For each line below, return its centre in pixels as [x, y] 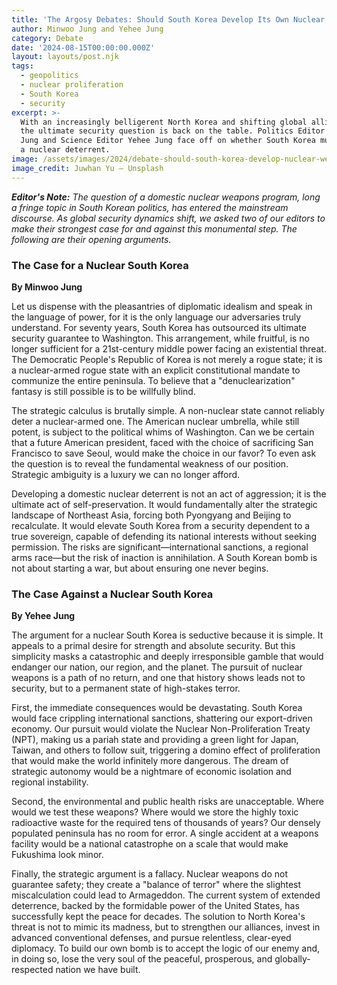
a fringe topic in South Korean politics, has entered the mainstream [150, 207]
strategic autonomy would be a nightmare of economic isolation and [151, 772]
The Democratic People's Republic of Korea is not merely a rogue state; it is [167, 359]
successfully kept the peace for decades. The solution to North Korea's [158, 917]
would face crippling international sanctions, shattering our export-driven [162, 718]
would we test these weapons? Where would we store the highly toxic [155, 812]
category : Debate [47, 38]
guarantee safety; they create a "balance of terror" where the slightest [156, 885]
